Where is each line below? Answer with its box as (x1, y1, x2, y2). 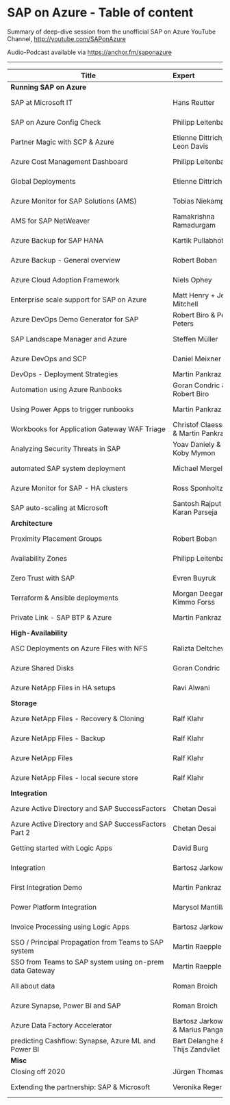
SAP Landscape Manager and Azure (10, 334, 127, 343)
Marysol (172, 902, 199, 912)
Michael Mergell (172, 463, 225, 473)
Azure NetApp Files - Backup (10, 733, 105, 743)
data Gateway (10, 965, 55, 975)
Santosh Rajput (172, 498, 222, 508)
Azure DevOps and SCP (10, 354, 87, 363)
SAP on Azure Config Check (10, 117, 101, 127)
